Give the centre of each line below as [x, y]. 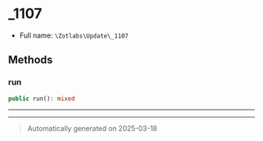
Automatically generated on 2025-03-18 [92, 128]
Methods [31, 60]
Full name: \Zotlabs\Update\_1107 [74, 35]
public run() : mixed [42, 99]
